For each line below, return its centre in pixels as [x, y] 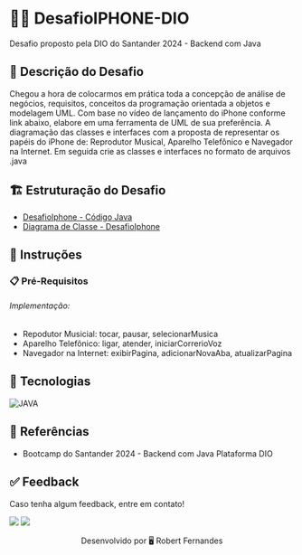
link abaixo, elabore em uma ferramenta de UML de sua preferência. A [140, 122]
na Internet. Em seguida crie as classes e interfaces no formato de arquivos [150, 151]
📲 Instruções [46, 254]
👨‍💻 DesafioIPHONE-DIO [99, 19]
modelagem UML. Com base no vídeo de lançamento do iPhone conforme [148, 113]
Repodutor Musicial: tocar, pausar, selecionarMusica [120, 334]
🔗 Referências [49, 432]
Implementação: [40, 306]
